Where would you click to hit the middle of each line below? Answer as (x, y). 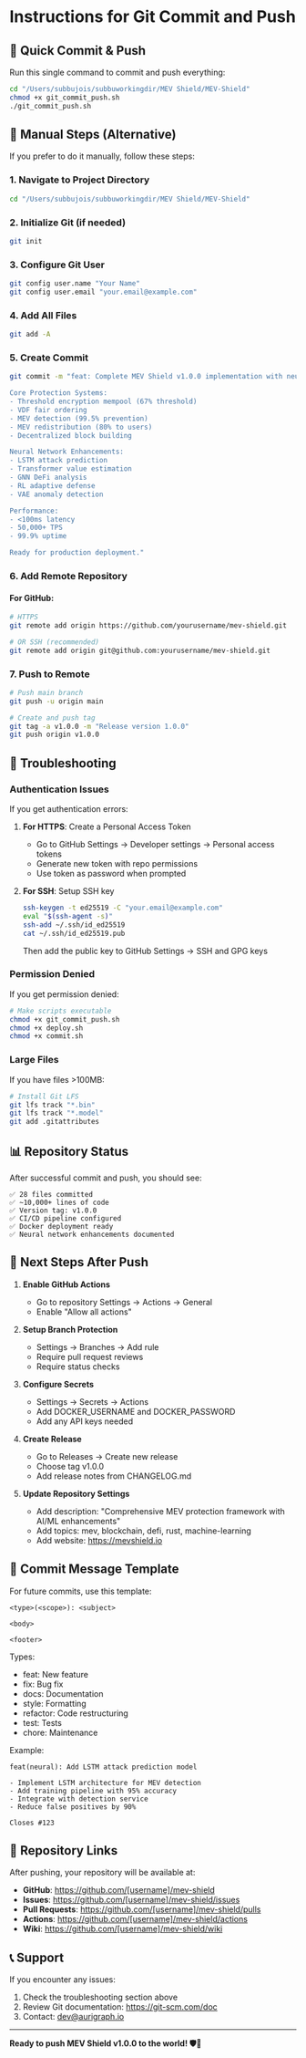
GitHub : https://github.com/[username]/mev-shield (119, 1890)
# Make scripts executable (61, 1011)
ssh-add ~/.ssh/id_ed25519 (74, 925)
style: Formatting (54, 1703)
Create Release (52, 1439)
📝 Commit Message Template (94, 1569)
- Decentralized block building (71, 435)
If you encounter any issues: (63, 1980)
